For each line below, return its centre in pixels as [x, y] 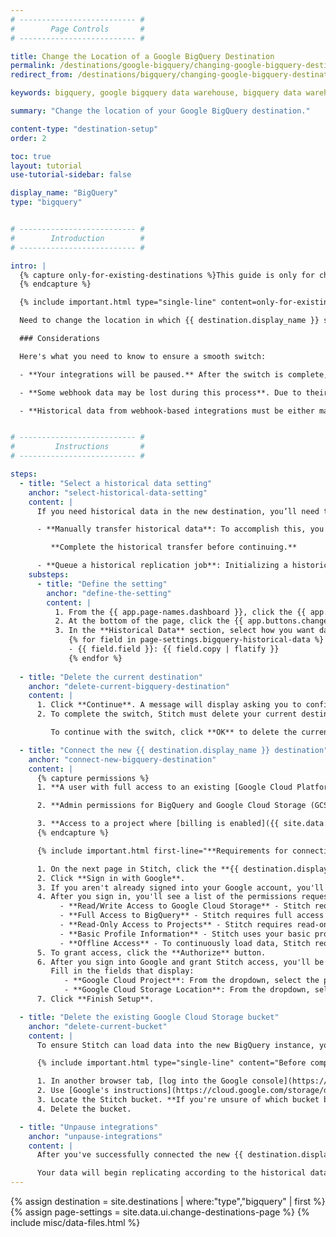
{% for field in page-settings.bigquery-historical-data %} [196, 640]
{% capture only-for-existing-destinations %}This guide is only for [167, 275]
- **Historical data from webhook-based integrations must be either [167, 411]
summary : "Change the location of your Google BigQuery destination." [160, 111]
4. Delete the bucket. [84, 1109]
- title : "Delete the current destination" [111, 677]
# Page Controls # [77, 29]
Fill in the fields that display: [122, 971]
